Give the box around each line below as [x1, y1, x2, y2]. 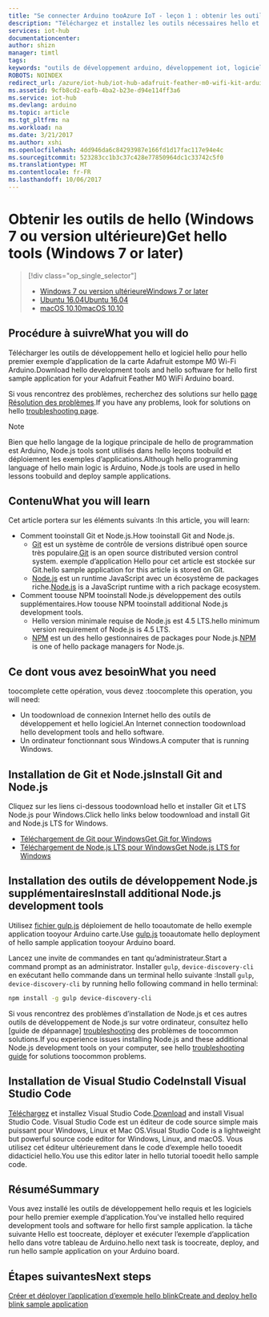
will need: [8, 695, 40, 705]
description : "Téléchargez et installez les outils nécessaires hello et [8, 19, 260, 27]
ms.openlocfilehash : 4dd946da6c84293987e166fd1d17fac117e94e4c [8, 146, 224, 154]
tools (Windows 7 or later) [8, 244, 184, 263]
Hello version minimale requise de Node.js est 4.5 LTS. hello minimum [31, 616, 260, 626]
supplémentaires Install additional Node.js [8, 887, 222, 900]
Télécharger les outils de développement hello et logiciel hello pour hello [8, 348, 247, 358]
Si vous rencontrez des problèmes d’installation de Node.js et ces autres [8, 1008, 247, 1018]
